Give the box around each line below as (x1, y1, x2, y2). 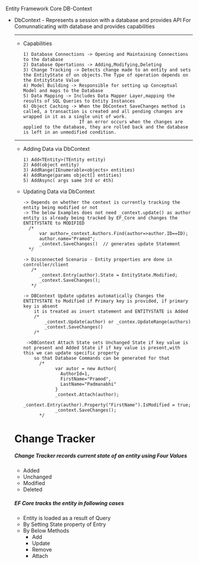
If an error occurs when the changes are (78, 119, 184, 125)
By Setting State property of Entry (23, 521, 106, 528)
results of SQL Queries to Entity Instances (23, 98, 135, 104)
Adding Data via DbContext (23, 145, 90, 152)
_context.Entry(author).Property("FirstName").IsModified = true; (23, 402, 191, 408)
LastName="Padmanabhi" (60, 381, 117, 387)
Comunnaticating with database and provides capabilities (14, 23, 155, 30)
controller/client (23, 262, 69, 268)
